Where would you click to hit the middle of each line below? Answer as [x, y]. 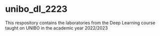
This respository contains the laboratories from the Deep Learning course [80, 23]
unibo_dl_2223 [36, 9]
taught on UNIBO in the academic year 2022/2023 [56, 28]
